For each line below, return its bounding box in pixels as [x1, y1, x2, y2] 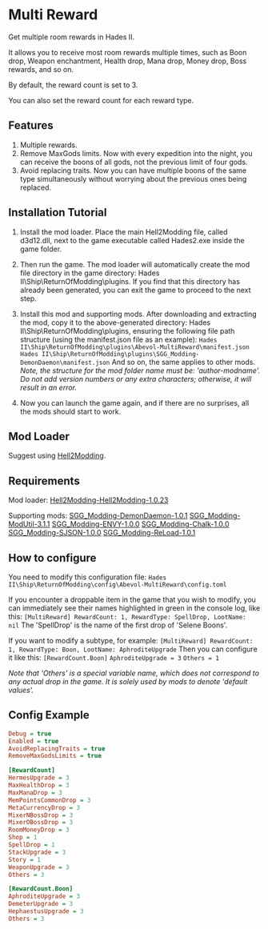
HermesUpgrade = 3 [8, 774, 70, 782]
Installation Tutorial [8, 206, 107, 219]
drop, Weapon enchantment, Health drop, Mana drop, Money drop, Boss [8, 56, 247, 66]
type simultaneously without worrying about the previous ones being [19, 174, 247, 183]
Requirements [8, 474, 80, 487]
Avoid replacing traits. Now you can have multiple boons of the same [19, 166, 246, 175]
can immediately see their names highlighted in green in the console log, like [8, 603, 261, 613]
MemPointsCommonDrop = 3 [8, 796, 91, 804]
